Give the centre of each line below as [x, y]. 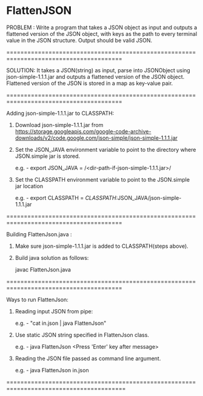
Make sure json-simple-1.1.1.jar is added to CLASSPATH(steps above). [102, 246]
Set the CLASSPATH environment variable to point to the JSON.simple [102, 179]
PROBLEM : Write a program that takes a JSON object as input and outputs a [102, 27]
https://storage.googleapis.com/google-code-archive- [83, 131]
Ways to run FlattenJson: [37, 299]
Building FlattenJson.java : [39, 234]
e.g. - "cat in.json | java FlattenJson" [61, 323]
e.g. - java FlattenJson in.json [52, 370]
